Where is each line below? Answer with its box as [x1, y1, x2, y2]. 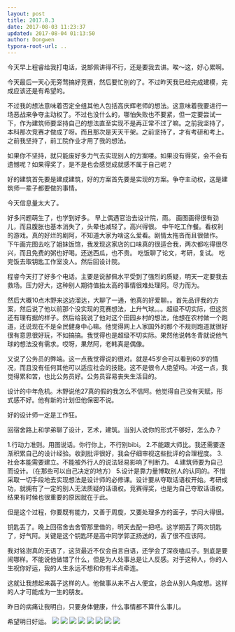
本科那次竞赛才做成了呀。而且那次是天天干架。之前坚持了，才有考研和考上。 [7, 128, 228, 136]
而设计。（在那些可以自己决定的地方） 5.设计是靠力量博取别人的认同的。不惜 [7, 467, 226, 475]
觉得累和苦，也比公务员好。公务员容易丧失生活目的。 [7, 372, 161, 380]
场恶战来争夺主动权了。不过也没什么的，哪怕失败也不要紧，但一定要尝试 [7, 110, 215, 118]
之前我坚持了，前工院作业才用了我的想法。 [7, 137, 130, 144]
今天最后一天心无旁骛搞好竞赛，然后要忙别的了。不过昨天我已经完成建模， [7, 78, 222, 86]
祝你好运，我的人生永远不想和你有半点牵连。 [13, 564, 142, 572]
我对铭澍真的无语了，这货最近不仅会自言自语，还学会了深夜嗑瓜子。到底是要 [7, 547, 228, 554]
